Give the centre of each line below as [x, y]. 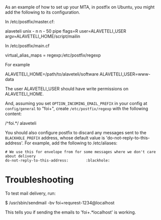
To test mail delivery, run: [30, 193]
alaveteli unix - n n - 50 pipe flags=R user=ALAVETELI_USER [66, 31]
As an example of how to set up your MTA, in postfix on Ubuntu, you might [80, 7]
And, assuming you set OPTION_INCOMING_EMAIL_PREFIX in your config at [76, 103]
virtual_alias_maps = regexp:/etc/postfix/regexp [53, 55]
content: [13, 114]
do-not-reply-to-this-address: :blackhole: [58, 160]
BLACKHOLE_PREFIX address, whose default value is [55, 138]
